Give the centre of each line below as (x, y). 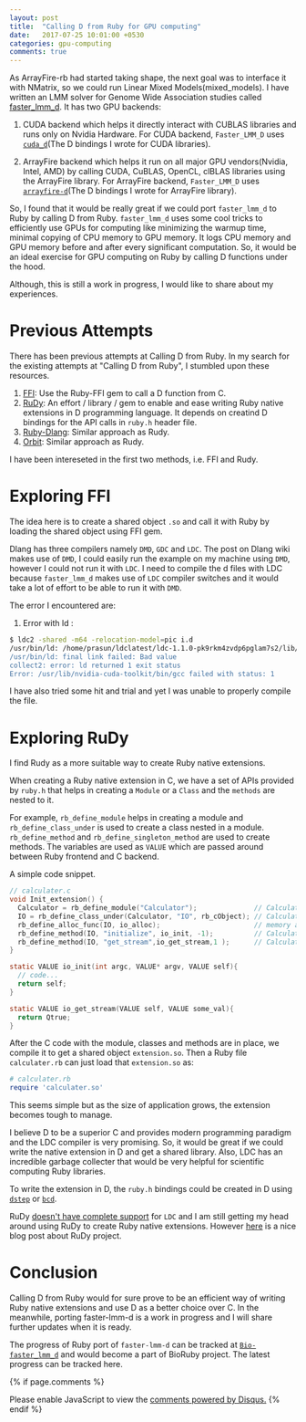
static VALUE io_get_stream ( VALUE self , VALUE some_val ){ (122, 1009)
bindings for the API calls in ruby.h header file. (110, 423)
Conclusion (54, 1273)
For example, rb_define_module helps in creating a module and (127, 818)
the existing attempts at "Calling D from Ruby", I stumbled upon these (140, 366)
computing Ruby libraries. (58, 1171)
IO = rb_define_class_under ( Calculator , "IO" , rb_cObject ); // (140, 916)
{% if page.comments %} (57, 1382)
